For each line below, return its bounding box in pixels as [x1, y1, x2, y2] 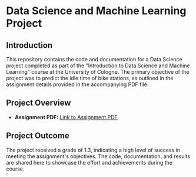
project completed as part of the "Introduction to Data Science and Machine [6, 62, 190, 69]
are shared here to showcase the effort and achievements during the [6, 159, 172, 166]
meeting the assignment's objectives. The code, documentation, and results [6, 152, 191, 160]
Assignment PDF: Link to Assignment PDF [14, 113, 118, 120]
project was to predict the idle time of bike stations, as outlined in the [6, 75, 174, 81]
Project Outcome [6, 131, 69, 141]
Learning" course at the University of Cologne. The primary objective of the [6, 68, 190, 75]
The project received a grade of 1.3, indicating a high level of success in [6, 146, 181, 153]
